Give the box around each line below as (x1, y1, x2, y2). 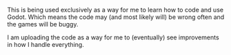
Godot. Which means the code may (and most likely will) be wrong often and (7, 13, 225, 21)
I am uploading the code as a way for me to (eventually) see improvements (7, 33, 219, 41)
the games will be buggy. (7, 20, 79, 28)
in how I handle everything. (7, 41, 84, 48)
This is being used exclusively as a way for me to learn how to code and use (7, 6, 224, 14)
